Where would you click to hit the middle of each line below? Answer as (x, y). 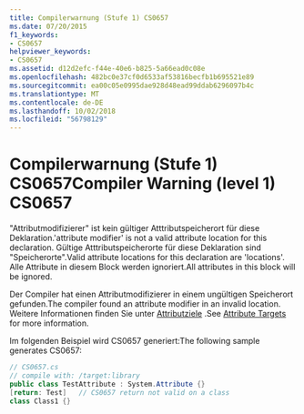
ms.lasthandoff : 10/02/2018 (63, 111)
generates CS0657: (46, 350)
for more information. (49, 323)
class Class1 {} (40, 401)
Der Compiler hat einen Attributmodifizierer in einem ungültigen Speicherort (152, 294)
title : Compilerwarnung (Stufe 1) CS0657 (89, 18)
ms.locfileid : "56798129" (58, 119)
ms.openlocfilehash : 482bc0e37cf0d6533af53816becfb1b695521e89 (132, 77)
